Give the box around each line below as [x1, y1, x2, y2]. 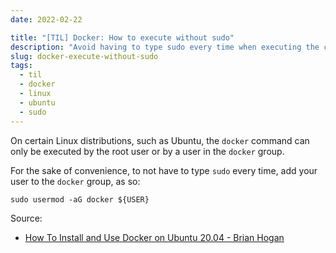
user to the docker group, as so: [10, 175, 141, 187]
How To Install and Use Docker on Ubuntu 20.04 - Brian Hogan [24, 231, 285, 243]
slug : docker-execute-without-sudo [10, 51, 159, 61]
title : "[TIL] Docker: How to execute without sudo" [10, 32, 235, 43]
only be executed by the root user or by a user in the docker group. [10, 145, 285, 157]
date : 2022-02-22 [10, 14, 83, 25]
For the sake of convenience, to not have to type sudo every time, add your [10, 164, 318, 176]
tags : [10, 61, 33, 71]
